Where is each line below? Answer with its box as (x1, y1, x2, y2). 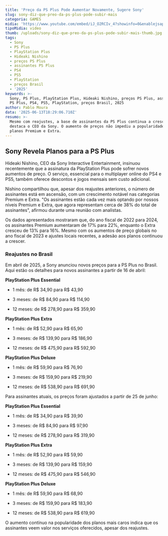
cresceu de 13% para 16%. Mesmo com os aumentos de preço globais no (5, 227, 157, 233)
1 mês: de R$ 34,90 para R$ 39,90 (12, 413, 83, 419)
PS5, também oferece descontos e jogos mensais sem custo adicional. (5, 176, 151, 182)
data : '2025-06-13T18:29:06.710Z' (5, 110, 77, 115)
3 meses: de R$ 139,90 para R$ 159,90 (12, 461, 92, 467)
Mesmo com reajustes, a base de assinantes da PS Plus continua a (9, 119, 151, 124)
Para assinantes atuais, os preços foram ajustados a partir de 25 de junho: (5, 394, 158, 400)
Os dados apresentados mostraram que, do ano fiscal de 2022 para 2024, (5, 217, 158, 223)
